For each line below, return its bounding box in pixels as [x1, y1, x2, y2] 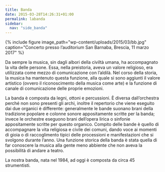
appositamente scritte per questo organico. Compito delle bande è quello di [5, 122, 159, 128]
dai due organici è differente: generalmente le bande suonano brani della [5, 106, 153, 112]
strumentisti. [5, 163, 31, 169]
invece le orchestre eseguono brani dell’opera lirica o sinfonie [5, 116, 131, 122]
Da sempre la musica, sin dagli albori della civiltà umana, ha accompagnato [5, 59, 158, 65]
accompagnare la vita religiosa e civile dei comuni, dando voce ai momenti [5, 127, 157, 132]
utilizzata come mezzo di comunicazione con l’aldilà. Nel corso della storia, [5, 70, 158, 76]
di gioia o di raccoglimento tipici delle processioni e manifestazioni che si [5, 132, 154, 138]
